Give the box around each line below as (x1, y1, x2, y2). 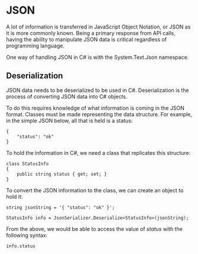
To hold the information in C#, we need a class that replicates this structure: (6, 149, 191, 156)
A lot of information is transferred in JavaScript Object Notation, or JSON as (6, 23, 191, 30)
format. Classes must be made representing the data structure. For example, (6, 110, 193, 118)
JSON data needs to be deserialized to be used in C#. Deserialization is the (6, 87, 189, 94)
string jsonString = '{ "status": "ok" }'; (6, 204, 115, 211)
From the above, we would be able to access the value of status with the (6, 225, 183, 232)
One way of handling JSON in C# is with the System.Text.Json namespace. (6, 53, 189, 61)
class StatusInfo (6, 161, 49, 167)
